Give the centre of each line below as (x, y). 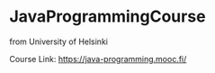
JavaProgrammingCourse (107, 17)
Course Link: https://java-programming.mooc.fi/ (98, 59)
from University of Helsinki (58, 41)
